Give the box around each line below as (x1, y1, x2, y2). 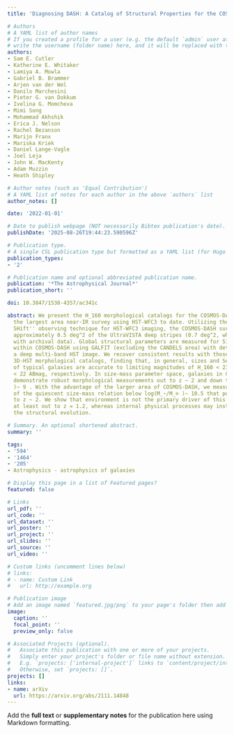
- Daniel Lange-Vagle (7, 146, 70, 153)
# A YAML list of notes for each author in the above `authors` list (7, 191, 214, 198)
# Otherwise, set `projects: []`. (7, 666, 114, 673)
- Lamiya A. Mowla (7, 68, 61, 75)
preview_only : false (13, 627, 73, 635)
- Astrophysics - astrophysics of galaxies (7, 467, 136, 474)
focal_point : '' (13, 621, 61, 628)
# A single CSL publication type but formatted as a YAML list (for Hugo (7, 248, 226, 255)
